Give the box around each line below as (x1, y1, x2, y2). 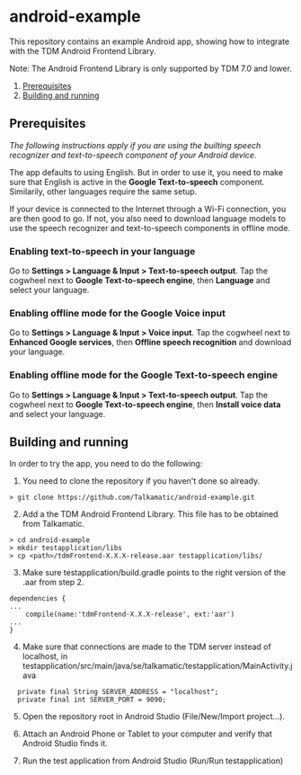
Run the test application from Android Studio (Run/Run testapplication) (22, 755, 284, 766)
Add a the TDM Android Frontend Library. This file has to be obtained (22, 509, 279, 520)
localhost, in (22, 651, 68, 662)
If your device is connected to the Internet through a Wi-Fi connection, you (9, 203, 287, 214)
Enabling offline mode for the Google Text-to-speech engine (9, 369, 279, 381)
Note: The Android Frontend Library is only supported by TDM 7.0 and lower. (9, 63, 292, 74)
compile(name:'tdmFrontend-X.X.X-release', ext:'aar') (25, 610, 235, 619)
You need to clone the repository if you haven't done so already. (22, 476, 261, 486)
